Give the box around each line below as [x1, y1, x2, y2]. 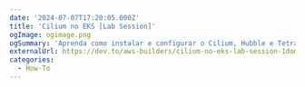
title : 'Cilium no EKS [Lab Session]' [9, 22, 156, 31]
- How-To [17, 64, 51, 73]
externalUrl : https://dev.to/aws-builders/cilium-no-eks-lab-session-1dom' [9, 47, 302, 56]
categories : [9, 55, 54, 64]
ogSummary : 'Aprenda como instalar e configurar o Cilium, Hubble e [9, 38, 274, 48]
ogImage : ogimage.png [9, 30, 92, 39]
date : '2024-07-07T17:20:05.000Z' [9, 13, 141, 23]
